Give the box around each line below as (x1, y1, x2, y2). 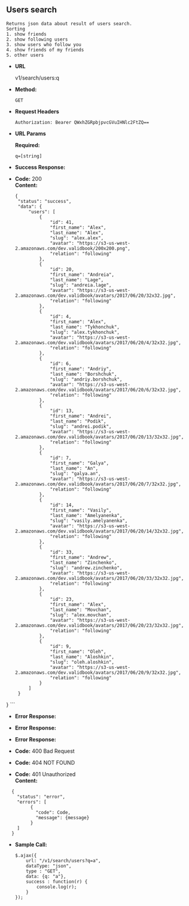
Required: (14, 141, 40, 148)
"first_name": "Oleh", (50, 649, 106, 655)
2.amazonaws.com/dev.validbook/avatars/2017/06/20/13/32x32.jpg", (14, 434, 184, 440)
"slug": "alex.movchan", (50, 612, 112, 618)
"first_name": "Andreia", (50, 272, 115, 278)
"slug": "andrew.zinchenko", (50, 565, 123, 571)
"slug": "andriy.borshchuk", (50, 376, 123, 382)
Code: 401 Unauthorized (14, 770, 76, 777)
